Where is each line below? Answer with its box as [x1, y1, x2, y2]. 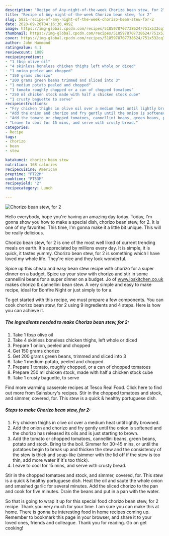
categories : [5, 125, 30, 130]
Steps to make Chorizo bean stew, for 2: [5, 407, 91, 413]
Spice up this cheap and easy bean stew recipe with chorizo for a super [5, 266, 154, 271]
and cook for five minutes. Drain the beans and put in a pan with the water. [5, 488, 160, 494]
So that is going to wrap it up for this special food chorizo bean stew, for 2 [5, 498, 159, 504]
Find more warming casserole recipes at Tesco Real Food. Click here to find [5, 384, 162, 391]
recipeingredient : [5, 54, 44, 60]
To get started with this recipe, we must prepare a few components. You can [5, 297, 164, 303]
